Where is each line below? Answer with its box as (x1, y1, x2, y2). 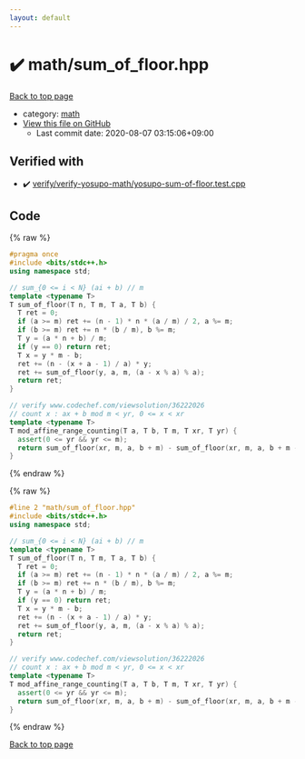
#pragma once (9, 250, 59, 259)
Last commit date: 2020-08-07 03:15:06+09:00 (35, 127, 215, 138)
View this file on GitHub (22, 117, 112, 128)
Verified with (9, 154, 84, 169)
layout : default (9, 13, 71, 23)
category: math (22, 108, 80, 119)
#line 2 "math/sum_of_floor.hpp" (9, 504, 136, 513)
